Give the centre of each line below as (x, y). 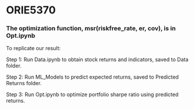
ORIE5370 (31, 10)
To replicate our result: (33, 48)
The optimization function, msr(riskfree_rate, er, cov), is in (91, 29)
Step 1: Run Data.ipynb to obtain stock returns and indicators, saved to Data (97, 59)
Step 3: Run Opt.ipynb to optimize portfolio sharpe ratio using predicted (92, 94)
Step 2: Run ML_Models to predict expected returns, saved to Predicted (92, 77)
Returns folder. (24, 83)
